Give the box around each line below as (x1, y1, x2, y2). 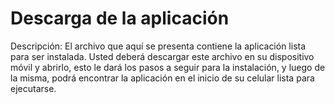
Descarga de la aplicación (10, 7, 230, 30)
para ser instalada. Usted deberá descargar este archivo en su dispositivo (10, 50, 315, 62)
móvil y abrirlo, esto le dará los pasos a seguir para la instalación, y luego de (10, 61, 326, 73)
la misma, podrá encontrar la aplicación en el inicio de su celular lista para (10, 72, 315, 84)
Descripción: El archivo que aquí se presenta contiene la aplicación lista (10, 40, 307, 52)
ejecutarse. (10, 82, 57, 94)
